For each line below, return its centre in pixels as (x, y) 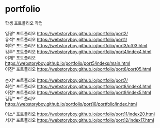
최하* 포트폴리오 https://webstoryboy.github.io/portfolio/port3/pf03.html (76, 45)
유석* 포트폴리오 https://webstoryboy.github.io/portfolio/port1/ (66, 39)
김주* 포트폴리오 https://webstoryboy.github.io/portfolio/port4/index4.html (78, 52)
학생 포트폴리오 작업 (24, 23)
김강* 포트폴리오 (21, 98)
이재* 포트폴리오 (21, 57)
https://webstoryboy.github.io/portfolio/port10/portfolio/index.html (71, 104)
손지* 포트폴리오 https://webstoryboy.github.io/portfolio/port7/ (66, 80)
